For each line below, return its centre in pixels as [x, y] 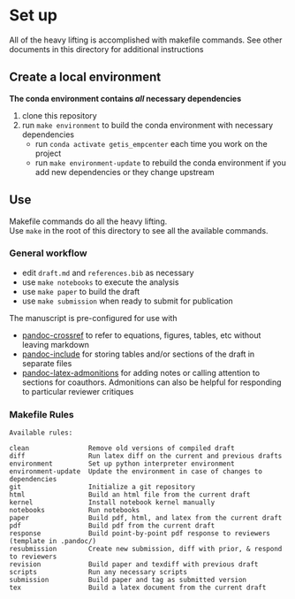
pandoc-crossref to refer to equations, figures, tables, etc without [141, 335]
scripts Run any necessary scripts [98, 572]
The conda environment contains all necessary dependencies [125, 98]
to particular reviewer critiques [78, 391]
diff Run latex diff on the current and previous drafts [146, 457]
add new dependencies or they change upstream [125, 172]
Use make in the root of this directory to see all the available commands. [139, 230]
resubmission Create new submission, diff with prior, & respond [146, 549]
